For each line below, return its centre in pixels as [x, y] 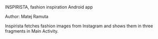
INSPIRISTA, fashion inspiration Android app [49, 7]
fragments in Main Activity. [32, 31]
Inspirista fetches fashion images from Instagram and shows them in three [79, 26]
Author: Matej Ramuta [27, 16]
